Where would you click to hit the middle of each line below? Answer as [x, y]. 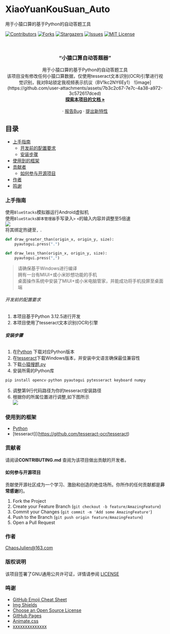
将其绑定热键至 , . [24, 230]
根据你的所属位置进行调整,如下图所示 [51, 397]
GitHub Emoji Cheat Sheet [40, 599]
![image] [143, 82]
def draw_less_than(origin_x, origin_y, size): [56, 254]
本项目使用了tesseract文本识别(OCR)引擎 [55, 323]
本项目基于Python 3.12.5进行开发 [47, 316]
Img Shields [25, 605]
